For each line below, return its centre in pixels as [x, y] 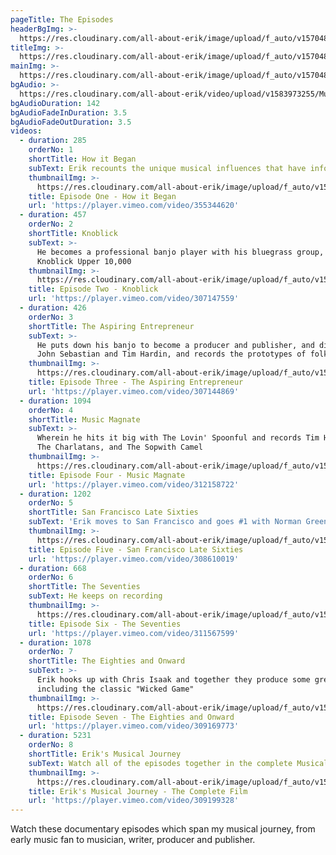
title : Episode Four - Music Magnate [107, 475]
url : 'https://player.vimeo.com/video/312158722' [134, 484]
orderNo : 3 [51, 317]
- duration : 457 [53, 215]
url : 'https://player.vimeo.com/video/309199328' [134, 801]
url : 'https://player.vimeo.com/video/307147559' [134, 299]
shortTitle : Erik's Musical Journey [105, 754]
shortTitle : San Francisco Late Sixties [113, 512]
